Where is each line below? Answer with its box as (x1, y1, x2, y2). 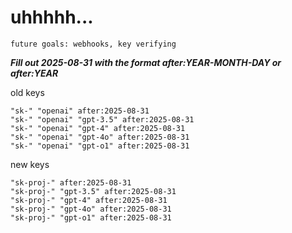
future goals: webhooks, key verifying (10, 39, 177, 49)
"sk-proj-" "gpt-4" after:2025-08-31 (10, 195, 168, 205)
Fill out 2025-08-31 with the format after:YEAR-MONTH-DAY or (10, 56, 282, 68)
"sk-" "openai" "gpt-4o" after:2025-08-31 (10, 132, 190, 142)
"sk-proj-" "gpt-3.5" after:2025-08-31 (10, 186, 177, 196)
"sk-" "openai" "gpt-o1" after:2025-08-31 (10, 141, 190, 151)
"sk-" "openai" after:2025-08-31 (10, 106, 150, 116)
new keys (10, 158, 50, 170)
